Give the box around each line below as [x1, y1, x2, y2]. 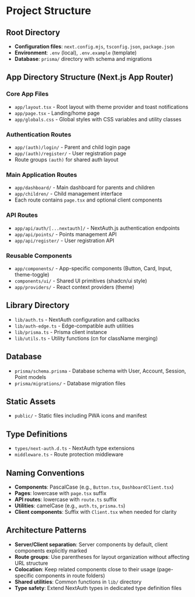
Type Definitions [6, 429, 68, 439]
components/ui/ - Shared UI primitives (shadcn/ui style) [14, 277, 148, 284]
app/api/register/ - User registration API [14, 237, 115, 244]
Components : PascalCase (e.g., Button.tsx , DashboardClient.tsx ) [14, 483, 174, 490]
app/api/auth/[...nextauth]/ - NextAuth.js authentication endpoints [14, 224, 180, 231]
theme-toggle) [14, 271, 50, 278]
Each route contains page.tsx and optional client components [14, 196, 162, 203]
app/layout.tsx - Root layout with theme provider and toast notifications [14, 103, 189, 110]
